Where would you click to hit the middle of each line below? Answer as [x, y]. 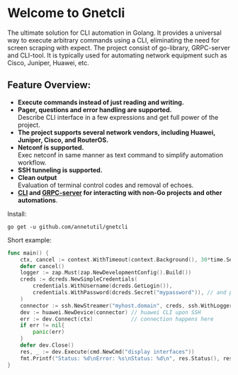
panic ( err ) [49, 332]
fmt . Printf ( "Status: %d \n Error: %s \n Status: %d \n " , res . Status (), [120, 358]
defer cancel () [42, 266]
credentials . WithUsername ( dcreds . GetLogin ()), [103, 286]
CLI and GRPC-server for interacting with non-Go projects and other [120, 192]
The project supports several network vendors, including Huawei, [117, 132]
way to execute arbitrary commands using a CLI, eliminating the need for [113, 40]
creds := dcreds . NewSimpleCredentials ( [79, 279]
